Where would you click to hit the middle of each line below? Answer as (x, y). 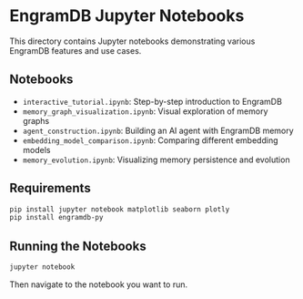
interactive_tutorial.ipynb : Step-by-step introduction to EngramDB (152, 101)
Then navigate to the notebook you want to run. (99, 284)
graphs (36, 120)
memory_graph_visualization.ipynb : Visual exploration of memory (145, 111)
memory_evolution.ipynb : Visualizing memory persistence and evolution (156, 160)
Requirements (50, 188)
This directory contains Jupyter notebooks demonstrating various (132, 41)
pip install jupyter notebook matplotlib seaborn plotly (120, 209)
